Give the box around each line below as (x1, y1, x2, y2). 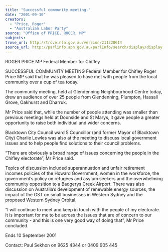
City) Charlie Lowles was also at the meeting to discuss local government (5, 135, 157, 141)
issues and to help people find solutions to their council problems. (5, 140, 141, 146)
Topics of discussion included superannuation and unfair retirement (5, 165, 145, 171)
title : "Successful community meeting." (5, 7, 91, 13)
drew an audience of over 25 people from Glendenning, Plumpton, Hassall (5, 94, 158, 100)
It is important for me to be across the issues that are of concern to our (5, 212, 152, 218)
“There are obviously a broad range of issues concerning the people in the (5, 150, 159, 156)
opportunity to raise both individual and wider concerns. (5, 119, 121, 125)
